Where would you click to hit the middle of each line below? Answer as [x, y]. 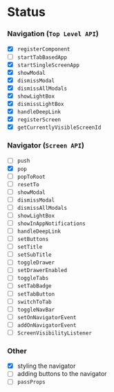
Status [27, 12]
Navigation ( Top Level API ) [53, 34]
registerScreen [39, 120]
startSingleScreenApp [48, 65]
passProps [31, 382]
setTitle [30, 247]
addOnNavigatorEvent [47, 325]
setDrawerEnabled [42, 271]
